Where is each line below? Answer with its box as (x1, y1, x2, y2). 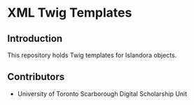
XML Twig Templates (7, 5, 132, 21)
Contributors (7, 71, 65, 83)
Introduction (7, 33, 63, 45)
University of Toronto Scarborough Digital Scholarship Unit (17, 89, 188, 98)
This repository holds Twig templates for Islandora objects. (7, 51, 177, 59)
